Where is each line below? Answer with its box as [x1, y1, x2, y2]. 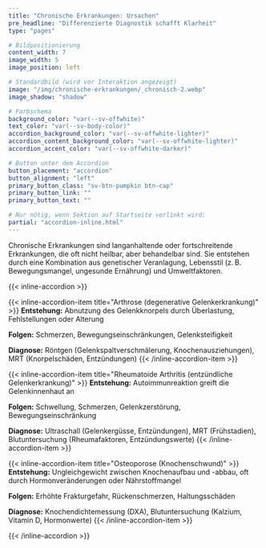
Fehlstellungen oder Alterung [8, 314, 104, 323]
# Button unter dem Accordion [8, 159, 110, 167]
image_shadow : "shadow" [8, 93, 88, 101]
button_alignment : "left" [8, 174, 95, 182]
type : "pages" [8, 26, 56, 35]
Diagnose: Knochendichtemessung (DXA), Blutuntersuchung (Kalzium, [8, 506, 243, 516]
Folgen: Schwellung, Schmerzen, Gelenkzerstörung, [8, 402, 181, 412]
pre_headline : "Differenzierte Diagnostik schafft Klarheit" [8, 19, 217, 27]
